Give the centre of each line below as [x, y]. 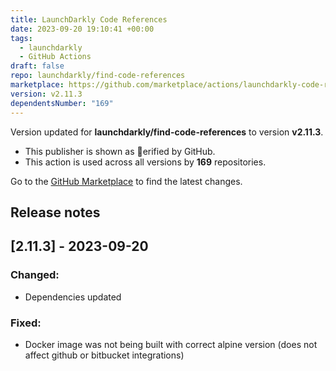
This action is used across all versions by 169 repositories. [145, 162]
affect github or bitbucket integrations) [104, 355]
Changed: [35, 275]
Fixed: [26, 323]
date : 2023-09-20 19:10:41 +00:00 [82, 29]
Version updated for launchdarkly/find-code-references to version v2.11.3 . [167, 132]
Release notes [55, 212]
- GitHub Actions [55, 57]
